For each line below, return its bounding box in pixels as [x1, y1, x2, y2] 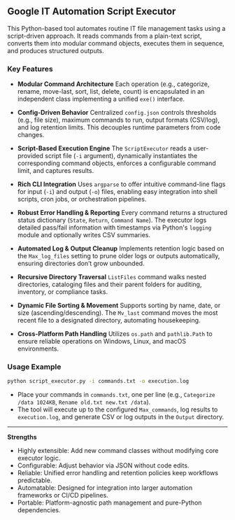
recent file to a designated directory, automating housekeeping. [17, 316, 201, 325]
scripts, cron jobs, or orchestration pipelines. [17, 195, 147, 204]
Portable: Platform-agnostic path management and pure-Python [17, 498, 202, 507]
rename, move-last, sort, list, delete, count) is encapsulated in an [17, 87, 205, 96]
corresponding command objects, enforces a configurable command [17, 159, 216, 167]
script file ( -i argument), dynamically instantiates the [45, 152, 198, 160]
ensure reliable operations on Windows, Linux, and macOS [17, 337, 187, 346]
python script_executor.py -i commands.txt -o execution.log [7, 378, 190, 385]
